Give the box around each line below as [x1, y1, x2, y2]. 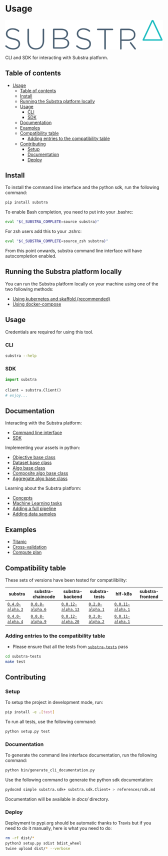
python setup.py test [5, 729, 50, 734]
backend [63, 593, 82, 599]
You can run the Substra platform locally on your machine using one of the [5, 280, 158, 286]
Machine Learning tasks [12, 500, 62, 506]
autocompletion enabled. [5, 253, 56, 259]
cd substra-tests [5, 653, 41, 659]
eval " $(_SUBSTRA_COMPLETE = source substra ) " [5, 219, 99, 224]
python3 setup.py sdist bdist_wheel [5, 841, 81, 846]
